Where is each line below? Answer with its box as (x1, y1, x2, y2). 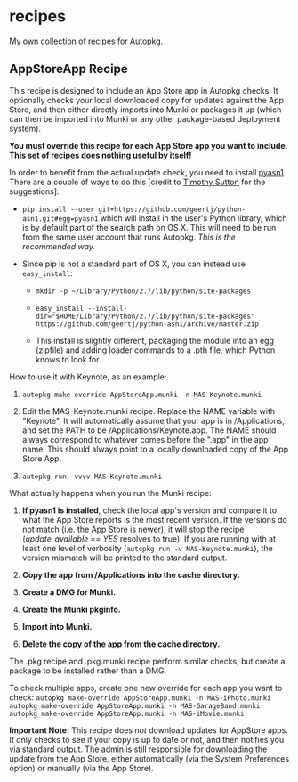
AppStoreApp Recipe (9, 61, 129, 77)
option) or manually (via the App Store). (9, 762, 154, 773)
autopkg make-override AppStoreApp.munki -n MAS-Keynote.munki (21, 390, 262, 399)
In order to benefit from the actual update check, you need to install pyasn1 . (9, 167, 286, 177)
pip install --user (21, 205, 95, 214)
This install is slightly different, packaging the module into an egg (35, 335, 274, 346)
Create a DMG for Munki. (21, 586, 117, 598)
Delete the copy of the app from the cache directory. (21, 639, 221, 649)
